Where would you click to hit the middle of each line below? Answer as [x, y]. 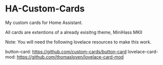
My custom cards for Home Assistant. [44, 22]
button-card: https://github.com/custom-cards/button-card [66, 51]
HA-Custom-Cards [45, 9]
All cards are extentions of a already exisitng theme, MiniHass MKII [74, 32]
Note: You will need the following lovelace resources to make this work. [79, 42]
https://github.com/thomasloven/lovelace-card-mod [70, 57]
